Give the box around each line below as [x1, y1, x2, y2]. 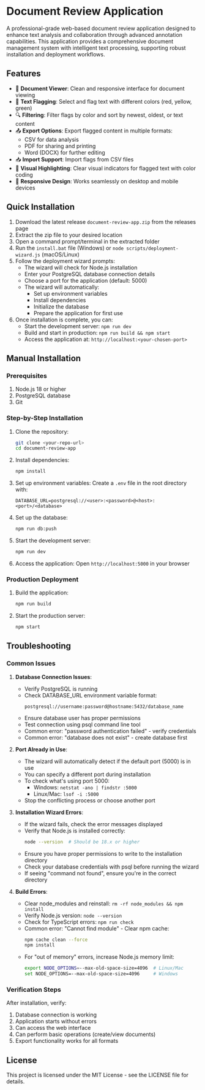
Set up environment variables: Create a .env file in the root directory [15, 480, 187, 487]
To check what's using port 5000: [24, 777, 110, 785]
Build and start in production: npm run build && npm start [24, 329, 171, 336]
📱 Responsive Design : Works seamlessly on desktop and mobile [15, 177, 179, 185]
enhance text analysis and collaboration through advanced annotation [6, 31, 182, 38]
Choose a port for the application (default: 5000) [24, 277, 147, 284]
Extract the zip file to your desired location [15, 231, 122, 239]
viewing [15, 91, 35, 99]
